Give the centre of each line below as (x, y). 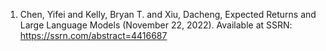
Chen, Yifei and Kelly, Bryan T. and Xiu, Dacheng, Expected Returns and (168, 14)
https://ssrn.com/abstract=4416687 (93, 35)
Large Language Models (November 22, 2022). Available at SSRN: (156, 25)
